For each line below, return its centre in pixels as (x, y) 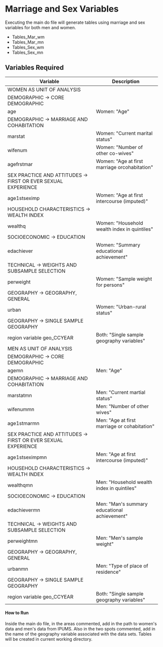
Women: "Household (119, 223)
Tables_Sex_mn (28, 52)
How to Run (17, 613)
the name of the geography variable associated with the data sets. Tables (78, 634)
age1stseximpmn (27, 457)
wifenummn (21, 409)
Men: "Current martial (121, 392)
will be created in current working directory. (49, 639)
